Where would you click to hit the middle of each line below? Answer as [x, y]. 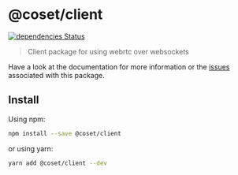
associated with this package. [56, 75]
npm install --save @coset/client [65, 133]
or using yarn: [31, 148]
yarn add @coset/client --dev [58, 163]
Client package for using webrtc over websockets [108, 51]
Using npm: [27, 119]
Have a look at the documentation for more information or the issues [119, 67]
